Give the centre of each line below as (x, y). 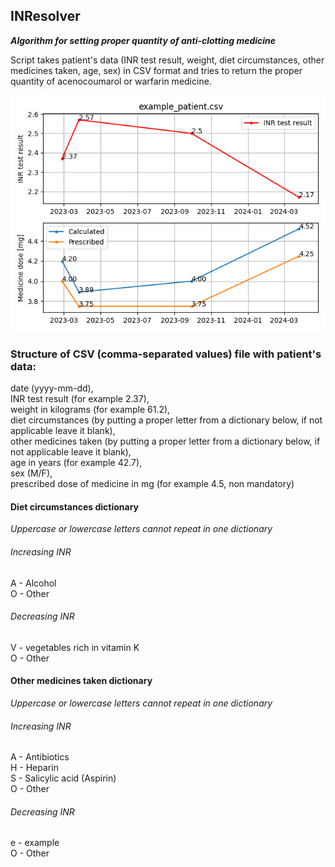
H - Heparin (34, 768)
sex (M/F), (31, 473)
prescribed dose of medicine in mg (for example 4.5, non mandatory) (152, 484)
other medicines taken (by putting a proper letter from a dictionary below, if (165, 441)
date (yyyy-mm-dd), (52, 388)
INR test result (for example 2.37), (80, 399)
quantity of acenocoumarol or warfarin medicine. (111, 81)
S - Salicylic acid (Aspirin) (63, 778)
